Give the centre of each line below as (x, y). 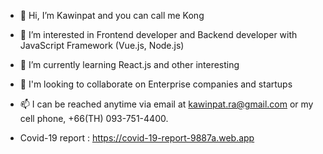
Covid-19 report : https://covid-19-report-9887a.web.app (137, 138)
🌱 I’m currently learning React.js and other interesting (129, 64)
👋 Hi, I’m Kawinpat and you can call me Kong (112, 15)
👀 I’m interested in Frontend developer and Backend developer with (158, 34)
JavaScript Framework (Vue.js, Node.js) (102, 45)
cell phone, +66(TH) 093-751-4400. (94, 118)
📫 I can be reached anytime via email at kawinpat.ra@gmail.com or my (166, 104)
